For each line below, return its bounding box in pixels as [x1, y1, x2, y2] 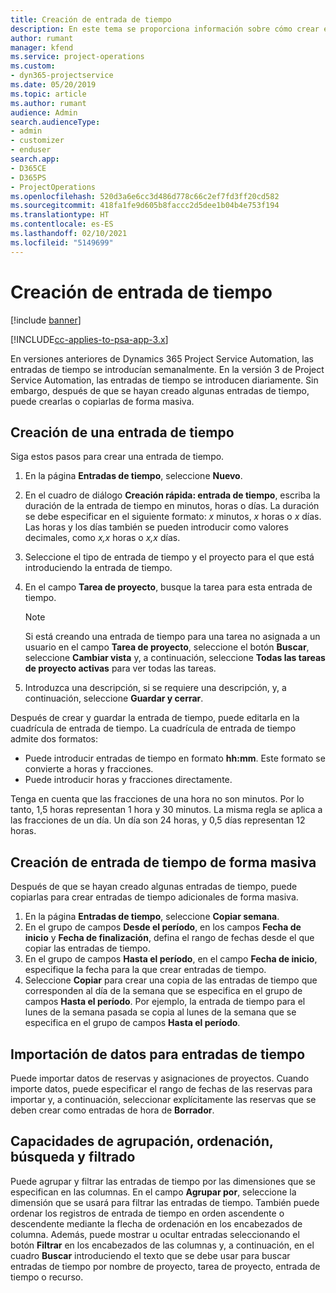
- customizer [10, 136, 65, 146]
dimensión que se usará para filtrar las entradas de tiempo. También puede [10, 1196, 320, 1208]
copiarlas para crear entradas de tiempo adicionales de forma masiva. [10, 891, 299, 903]
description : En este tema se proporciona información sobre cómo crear [10, 24, 320, 34]
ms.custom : [10, 61, 56, 71]
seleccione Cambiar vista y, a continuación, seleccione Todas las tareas [24, 652, 326, 664]
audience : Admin [10, 107, 78, 118]
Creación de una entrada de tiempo [10, 424, 235, 441]
